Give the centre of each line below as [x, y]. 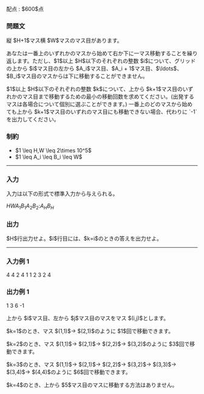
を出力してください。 [33, 120]
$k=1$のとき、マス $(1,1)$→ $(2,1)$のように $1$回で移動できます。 [90, 331]
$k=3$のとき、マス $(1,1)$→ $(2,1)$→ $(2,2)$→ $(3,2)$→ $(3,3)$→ [91, 364]
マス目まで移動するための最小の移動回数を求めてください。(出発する [108, 97]
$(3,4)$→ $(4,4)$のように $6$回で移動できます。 [69, 372]
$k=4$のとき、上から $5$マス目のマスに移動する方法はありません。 [92, 385]
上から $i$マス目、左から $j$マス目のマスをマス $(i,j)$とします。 [88, 318]
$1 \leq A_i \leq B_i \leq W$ [49, 157]
